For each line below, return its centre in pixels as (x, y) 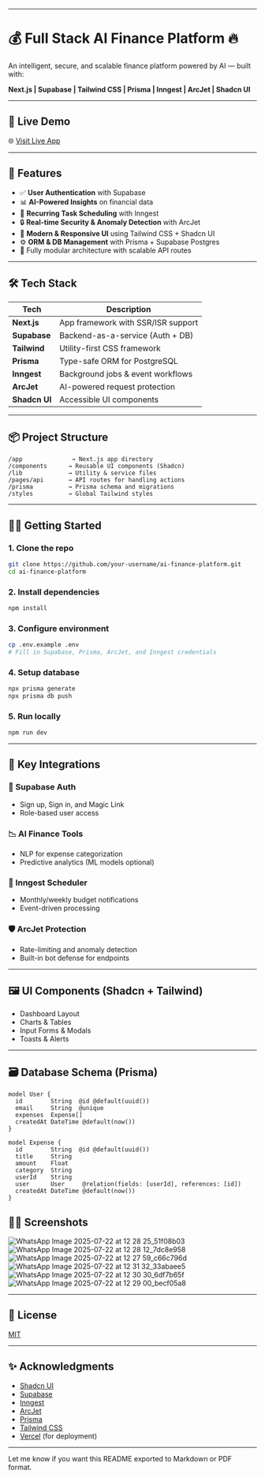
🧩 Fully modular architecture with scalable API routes (105, 250)
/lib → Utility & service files (82, 473)
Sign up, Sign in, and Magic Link (72, 804)
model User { (30, 1094)
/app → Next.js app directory (81, 460)
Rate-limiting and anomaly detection (78, 949)
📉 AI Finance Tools (46, 834)
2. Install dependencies (54, 591)
